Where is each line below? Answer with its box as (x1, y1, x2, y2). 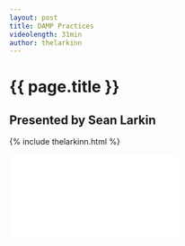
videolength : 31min (9, 30, 83, 39)
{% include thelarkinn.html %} (9, 136, 121, 147)
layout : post (9, 13, 58, 22)
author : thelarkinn (9, 38, 83, 48)
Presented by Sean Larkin (9, 112, 156, 127)
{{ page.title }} (9, 77, 120, 97)
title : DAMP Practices (9, 22, 94, 31)
